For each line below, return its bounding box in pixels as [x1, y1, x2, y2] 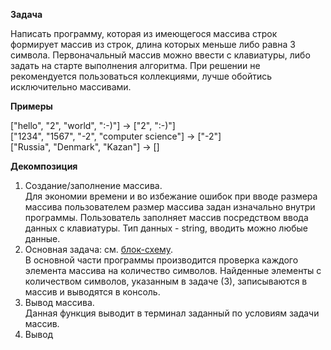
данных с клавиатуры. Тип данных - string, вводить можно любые [24, 222, 309, 234]
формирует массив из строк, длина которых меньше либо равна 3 [10, 39, 296, 50]
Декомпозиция [10, 160, 78, 172]
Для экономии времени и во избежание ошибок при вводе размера [24, 190, 318, 202]
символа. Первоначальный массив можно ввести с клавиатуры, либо [10, 49, 311, 61]
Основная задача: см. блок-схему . [24, 244, 173, 255]
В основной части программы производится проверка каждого [24, 254, 299, 266]
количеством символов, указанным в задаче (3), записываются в [24, 275, 308, 287]
